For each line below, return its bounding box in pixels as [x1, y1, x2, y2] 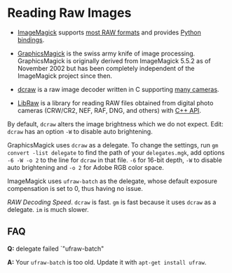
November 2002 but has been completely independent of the [17, 64, 195, 72]
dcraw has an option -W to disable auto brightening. [7, 127, 153, 135]
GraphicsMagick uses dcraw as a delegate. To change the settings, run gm [7, 140, 219, 149]
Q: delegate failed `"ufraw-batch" [7, 244, 104, 253]
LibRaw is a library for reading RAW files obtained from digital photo [17, 98, 214, 107]
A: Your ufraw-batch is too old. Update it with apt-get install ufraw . [7, 258, 207, 266]
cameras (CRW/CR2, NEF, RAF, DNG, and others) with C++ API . [17, 106, 202, 114]
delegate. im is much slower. [7, 205, 89, 213]
